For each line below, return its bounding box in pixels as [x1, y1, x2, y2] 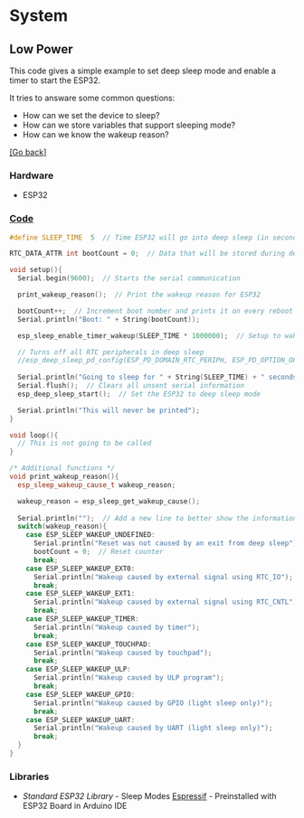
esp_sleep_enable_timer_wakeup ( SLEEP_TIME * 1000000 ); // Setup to [17, 331, 281, 340]
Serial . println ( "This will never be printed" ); [17, 406, 201, 415]
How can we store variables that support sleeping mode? [22, 119, 236, 130]
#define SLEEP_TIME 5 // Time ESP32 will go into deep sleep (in [9, 232, 270, 242]
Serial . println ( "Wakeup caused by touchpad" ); [33, 648, 213, 657]
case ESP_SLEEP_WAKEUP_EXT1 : [25, 589, 136, 598]
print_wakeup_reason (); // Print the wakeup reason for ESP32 [17, 290, 261, 299]
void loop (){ [9, 430, 59, 439]
